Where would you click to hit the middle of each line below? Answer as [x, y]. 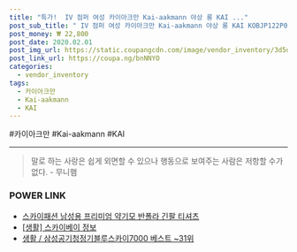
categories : [31, 67]
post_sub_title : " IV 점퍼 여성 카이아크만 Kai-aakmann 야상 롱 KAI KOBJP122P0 [148, 26]
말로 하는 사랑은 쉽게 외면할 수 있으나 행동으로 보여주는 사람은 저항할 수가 [157, 161]
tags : [19, 83]
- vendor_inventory [53, 75]
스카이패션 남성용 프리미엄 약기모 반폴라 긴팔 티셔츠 [110, 216]
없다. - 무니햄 [54, 172]
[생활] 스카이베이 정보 [59, 227]
